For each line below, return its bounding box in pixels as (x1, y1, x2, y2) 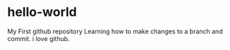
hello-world (7, 4, 78, 20)
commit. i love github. (7, 34, 71, 42)
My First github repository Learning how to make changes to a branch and (7, 27, 224, 35)
